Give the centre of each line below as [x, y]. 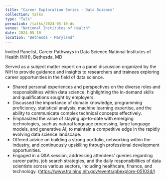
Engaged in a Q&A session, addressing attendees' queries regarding [83, 155]
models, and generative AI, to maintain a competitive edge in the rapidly [86, 129]
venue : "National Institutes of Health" [48, 28]
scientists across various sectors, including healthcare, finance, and [82, 166]
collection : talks [24, 14]
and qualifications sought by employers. [53, 97]
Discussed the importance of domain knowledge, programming [77, 102]
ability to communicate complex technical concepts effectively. [77, 113]
